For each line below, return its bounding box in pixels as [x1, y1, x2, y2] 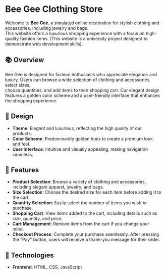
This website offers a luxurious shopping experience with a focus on [5, 30, 145, 36]
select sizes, [5, 82, 31, 88]
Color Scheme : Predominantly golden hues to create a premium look [12, 136, 153, 141]
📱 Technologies [5, 251, 54, 259]
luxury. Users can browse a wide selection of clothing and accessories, [5, 77, 151, 83]
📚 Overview [5, 56, 45, 64]
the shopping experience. [5, 97, 57, 103]
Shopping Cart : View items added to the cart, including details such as [12, 210, 158, 216]
